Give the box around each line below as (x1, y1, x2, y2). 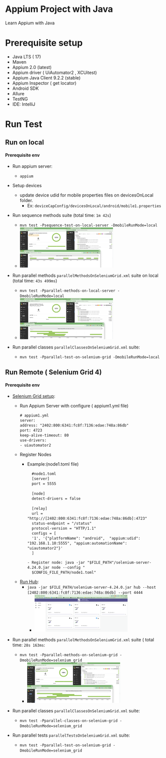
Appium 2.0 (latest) (12, 64, 52, 70)
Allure (12, 90, 25, 96)
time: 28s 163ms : (12, 642, 46, 648)
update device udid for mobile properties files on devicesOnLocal (19, 192, 154, 198)
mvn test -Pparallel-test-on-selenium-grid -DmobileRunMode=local (19, 354, 160, 359)
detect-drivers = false (31, 496, 81, 501)
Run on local (5, 138, 44, 147)
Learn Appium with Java (5, 20, 55, 26)
